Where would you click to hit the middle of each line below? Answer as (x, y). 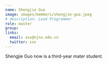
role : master (19, 24)
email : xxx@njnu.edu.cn (34, 38)
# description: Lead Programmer (38, 19)
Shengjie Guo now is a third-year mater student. (54, 56)
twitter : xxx (23, 42)
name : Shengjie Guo (25, 10)
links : (12, 33)
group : (12, 28)
